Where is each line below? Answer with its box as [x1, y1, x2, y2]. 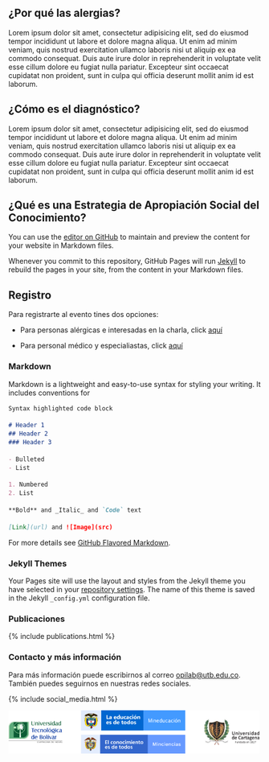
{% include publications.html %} [8, 632, 116, 641]
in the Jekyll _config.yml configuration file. [8, 593, 150, 603]
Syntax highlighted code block [8, 404, 113, 413]
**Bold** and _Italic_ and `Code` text [8, 506, 142, 514]
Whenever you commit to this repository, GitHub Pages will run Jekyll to [8, 257, 247, 266]
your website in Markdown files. [8, 241, 114, 250]
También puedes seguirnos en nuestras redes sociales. [8, 678, 191, 688]
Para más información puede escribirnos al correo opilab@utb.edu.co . [8, 669, 241, 679]
